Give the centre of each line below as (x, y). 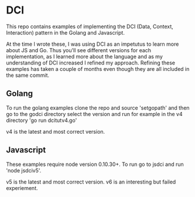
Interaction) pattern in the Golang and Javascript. (65, 32)
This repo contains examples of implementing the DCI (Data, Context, (90, 26)
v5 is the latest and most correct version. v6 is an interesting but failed (91, 182)
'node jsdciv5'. (24, 170)
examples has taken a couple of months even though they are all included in (98, 69)
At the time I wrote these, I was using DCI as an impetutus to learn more (93, 44)
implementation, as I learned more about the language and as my (84, 56)
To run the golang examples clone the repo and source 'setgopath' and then (98, 108)
